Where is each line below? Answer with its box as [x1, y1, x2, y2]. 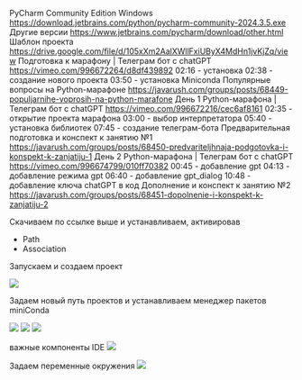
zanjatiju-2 [9, 199, 49, 210]
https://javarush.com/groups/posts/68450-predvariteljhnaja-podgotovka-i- [9, 141, 288, 152]
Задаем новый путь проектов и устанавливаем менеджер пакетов [9, 295, 267, 305]
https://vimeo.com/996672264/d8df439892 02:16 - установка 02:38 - [9, 65, 273, 76]
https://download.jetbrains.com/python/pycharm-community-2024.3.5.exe [9, 17, 287, 28]
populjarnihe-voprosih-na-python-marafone [9, 94, 173, 104]
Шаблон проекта [9, 36, 74, 47]
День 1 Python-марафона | [174, 94, 277, 104]
